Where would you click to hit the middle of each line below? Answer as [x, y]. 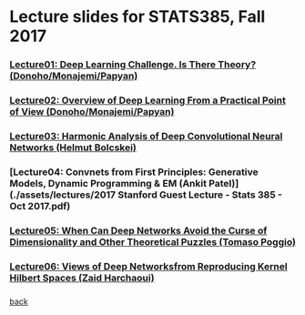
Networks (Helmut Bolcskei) [73, 147]
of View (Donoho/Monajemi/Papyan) [92, 112]
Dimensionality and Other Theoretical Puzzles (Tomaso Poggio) [152, 241]
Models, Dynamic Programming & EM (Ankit [108, 183]
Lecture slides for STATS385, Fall [137, 17]
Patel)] [224, 183]
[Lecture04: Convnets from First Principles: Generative [134, 172]
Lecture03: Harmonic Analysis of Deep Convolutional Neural [146, 136]
